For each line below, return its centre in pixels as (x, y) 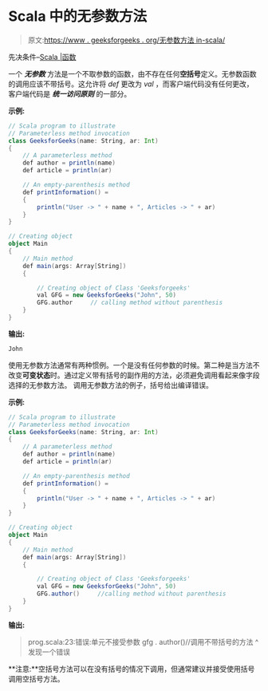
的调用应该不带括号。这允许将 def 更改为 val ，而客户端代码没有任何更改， (131, 84)
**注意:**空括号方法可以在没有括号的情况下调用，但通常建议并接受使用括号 (132, 669)
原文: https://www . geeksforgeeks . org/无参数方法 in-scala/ (126, 40)
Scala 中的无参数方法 (78, 16)
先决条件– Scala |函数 (42, 57)
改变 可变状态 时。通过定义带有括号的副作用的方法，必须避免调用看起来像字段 (134, 375)
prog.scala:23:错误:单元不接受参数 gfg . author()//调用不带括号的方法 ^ (143, 642)
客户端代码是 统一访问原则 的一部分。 (70, 93)
